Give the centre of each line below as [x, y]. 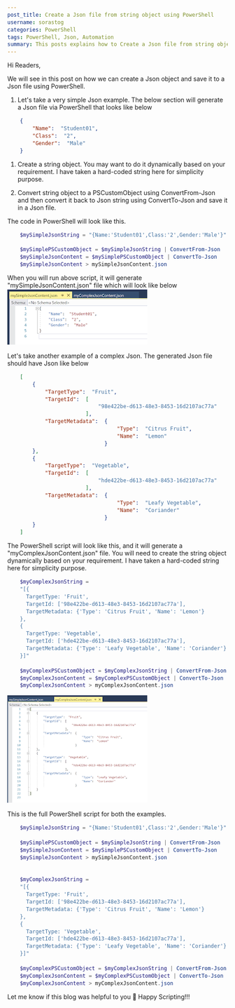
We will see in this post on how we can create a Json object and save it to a [116, 79]
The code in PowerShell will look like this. [67, 221]
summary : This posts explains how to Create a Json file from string [111, 45]
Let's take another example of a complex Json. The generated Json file [110, 356]
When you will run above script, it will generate [74, 278]
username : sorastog [36, 22]
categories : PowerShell [42, 29]
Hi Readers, [24, 65]
